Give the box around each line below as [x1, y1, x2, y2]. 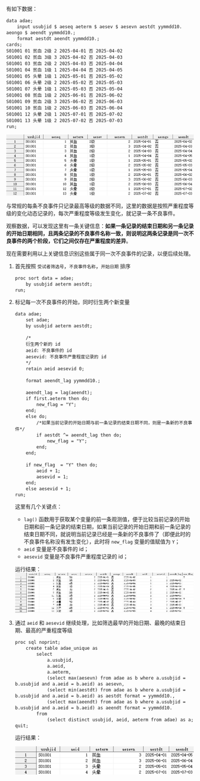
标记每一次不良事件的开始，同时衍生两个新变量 [14, 299, 130, 306]
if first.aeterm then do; [26, 396, 90, 402]
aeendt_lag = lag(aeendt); [26, 390, 93, 396]
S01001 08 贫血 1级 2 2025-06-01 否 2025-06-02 [6, 92, 123, 98]
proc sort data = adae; [14, 275, 74, 281]
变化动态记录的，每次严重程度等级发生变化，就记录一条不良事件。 [16, 210, 179, 217]
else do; [26, 414, 48, 420]
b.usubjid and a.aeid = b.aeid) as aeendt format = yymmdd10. [14, 705, 173, 711]
